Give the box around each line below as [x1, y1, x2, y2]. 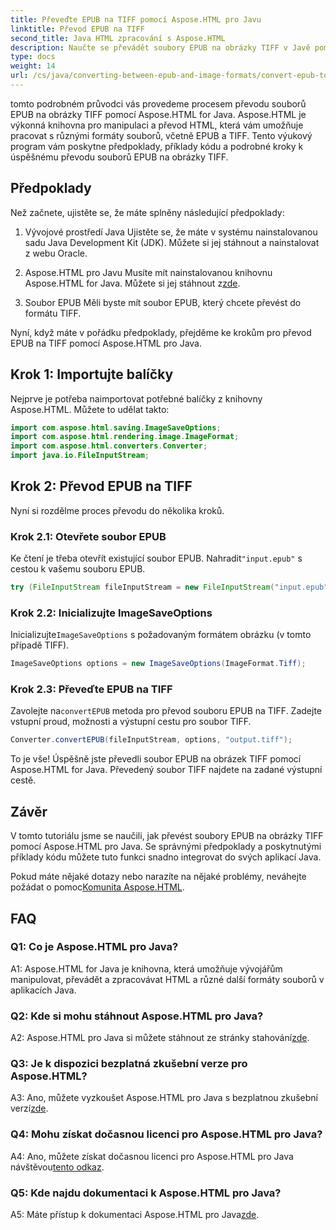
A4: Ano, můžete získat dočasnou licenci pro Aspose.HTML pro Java [10, 1150, 294, 1162]
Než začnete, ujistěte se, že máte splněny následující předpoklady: [10, 206, 285, 218]
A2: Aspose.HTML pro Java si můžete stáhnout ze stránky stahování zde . [10, 1032, 310, 1044]
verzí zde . [10, 1102, 49, 1115]
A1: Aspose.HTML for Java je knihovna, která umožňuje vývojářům [10, 962, 283, 975]
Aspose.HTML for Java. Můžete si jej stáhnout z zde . [24, 277, 241, 289]
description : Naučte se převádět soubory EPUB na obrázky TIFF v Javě [10, 42, 311, 53]
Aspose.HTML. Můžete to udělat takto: [10, 403, 170, 415]
